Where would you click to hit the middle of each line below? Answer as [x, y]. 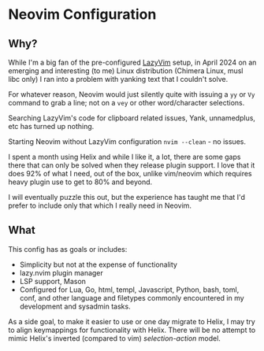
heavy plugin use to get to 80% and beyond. [80, 182]
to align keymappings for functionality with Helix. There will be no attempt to [132, 330]
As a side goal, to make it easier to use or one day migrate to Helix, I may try [132, 321]
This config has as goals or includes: [68, 249]
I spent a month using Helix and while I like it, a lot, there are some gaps [125, 157]
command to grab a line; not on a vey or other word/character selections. [126, 103]
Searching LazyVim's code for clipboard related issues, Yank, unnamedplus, [132, 118]
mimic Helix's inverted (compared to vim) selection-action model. [114, 338]
